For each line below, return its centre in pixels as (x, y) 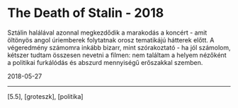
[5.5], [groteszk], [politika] (45, 96)
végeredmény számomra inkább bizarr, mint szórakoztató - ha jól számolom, (119, 47)
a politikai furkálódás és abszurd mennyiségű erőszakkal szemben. (105, 62)
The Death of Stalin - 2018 (86, 13)
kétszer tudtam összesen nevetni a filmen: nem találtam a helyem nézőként (117, 55)
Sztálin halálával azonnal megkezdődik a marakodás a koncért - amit (107, 32)
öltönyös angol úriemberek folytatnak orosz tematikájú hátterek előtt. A (111, 40)
